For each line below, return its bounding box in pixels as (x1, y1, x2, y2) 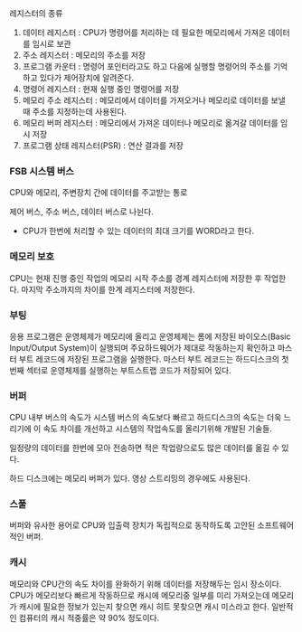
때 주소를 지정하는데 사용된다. (22, 107, 127, 117)
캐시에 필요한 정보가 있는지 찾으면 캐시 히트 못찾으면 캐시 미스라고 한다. (18, 600, 269, 612)
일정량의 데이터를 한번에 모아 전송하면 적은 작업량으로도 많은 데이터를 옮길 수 (9, 442, 280, 454)
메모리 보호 (9, 250, 55, 263)
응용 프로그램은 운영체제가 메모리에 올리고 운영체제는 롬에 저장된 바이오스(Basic (9, 331, 291, 342)
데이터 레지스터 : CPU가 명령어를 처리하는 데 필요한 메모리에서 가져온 (22, 27, 267, 38)
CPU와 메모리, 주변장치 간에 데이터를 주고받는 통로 (9, 187, 188, 198)
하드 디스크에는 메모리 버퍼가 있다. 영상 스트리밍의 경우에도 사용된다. (9, 473, 250, 484)
